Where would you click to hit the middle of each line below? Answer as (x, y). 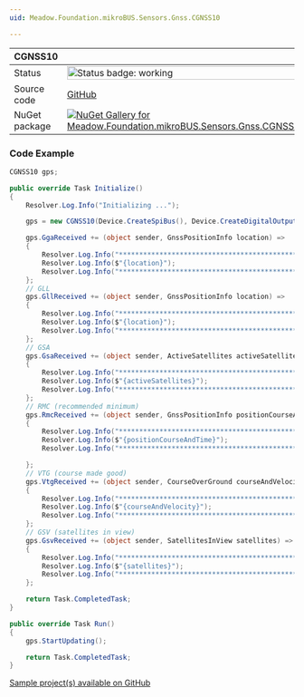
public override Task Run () (62, 624)
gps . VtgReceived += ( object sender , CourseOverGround (129, 481)
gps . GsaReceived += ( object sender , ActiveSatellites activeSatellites (163, 356)
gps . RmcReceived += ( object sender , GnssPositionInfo (129, 415)
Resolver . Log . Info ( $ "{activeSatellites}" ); (125, 382)
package (33, 126)
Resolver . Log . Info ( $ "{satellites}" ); (113, 566)
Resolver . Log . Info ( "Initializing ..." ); (103, 205)
